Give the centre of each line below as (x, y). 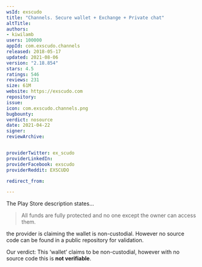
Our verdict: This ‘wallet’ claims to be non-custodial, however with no (93, 252)
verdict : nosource (30, 119)
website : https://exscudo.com (45, 91)
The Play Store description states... (50, 204)
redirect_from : (26, 181)
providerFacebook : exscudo (40, 164)
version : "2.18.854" (33, 63)
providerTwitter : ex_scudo (40, 153)
